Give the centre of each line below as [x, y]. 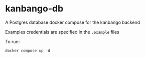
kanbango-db [34, 9]
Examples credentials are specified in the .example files [62, 32]
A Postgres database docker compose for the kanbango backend [73, 22]
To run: [13, 41]
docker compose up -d [28, 51]
